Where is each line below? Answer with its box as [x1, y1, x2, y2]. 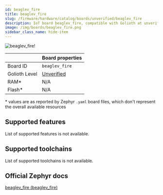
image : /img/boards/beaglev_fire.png [5, 25, 81, 30]
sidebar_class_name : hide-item [5, 30, 68, 34]
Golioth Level [7, 71, 37, 77]
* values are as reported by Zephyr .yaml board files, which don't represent [5, 99, 156, 104]
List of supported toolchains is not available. [5, 158, 94, 163]
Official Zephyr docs [5, 172, 68, 180]
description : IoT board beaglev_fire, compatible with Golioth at [5, 20, 142, 26]
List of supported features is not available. [5, 130, 89, 136]
